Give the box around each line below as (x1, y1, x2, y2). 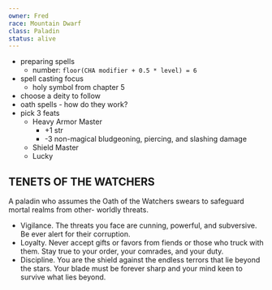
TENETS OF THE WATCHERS (8, 175, 156, 189)
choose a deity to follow (19, 91, 101, 101)
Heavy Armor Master (32, 117, 103, 126)
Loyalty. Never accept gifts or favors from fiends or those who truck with (19, 238, 264, 248)
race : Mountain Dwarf (8, 19, 82, 28)
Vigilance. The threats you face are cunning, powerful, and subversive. (19, 220, 257, 231)
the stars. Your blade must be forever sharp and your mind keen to (19, 264, 244, 274)
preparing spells (19, 57, 76, 66)
